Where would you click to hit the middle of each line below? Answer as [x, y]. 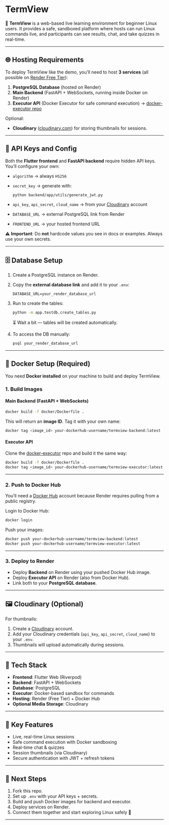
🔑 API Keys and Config [41, 149]
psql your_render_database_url [45, 344]
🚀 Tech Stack [26, 665]
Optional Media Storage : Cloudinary [50, 704]
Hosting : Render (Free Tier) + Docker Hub [56, 699]
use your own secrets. [28, 239]
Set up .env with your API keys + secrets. [55, 796]
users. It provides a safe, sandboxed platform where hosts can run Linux [80, 28]
